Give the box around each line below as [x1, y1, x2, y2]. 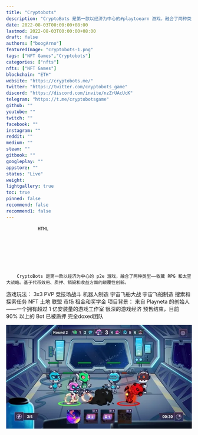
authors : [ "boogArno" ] [6, 41, 62, 47]
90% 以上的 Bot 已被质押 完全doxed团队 [6, 313, 104, 320]
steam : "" [6, 146, 31, 152]
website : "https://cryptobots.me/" [6, 78, 94, 84]
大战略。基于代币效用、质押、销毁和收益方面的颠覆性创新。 [6, 280, 129, 285]
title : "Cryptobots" [6, 9, 57, 15]
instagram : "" [6, 127, 41, 134]
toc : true [6, 190, 31, 195]
